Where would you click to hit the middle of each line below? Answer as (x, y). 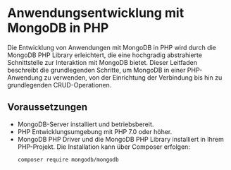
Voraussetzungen (48, 107)
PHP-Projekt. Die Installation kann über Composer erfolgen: (104, 147)
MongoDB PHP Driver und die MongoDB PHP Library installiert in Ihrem (120, 139)
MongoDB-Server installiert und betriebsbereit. (86, 124)
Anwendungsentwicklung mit (96, 13)
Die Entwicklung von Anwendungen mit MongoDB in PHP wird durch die (112, 47)
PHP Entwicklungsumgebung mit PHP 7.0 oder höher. (95, 131)
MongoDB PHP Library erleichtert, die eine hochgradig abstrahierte (105, 55)
